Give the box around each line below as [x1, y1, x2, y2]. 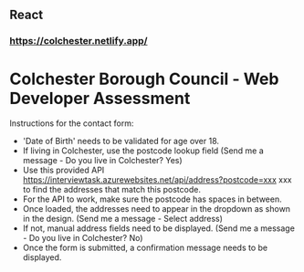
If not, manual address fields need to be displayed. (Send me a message [22, 223, 295, 234]
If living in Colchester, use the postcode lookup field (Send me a [22, 145, 265, 156]
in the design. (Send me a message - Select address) [22, 214, 224, 225]
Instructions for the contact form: [9, 118, 134, 129]
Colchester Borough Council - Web [9, 68, 279, 89]
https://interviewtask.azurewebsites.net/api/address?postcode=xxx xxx [22, 174, 292, 185]
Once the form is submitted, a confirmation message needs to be [22, 242, 268, 254]
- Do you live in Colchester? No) [22, 233, 143, 244]
